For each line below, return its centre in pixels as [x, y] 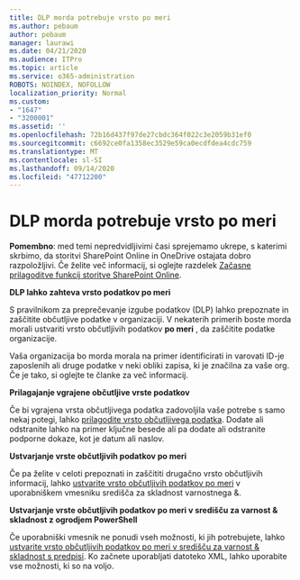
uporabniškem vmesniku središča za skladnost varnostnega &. [125, 493]
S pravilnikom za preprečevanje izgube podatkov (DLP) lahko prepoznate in [149, 310]
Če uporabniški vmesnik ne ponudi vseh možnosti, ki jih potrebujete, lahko [147, 538]
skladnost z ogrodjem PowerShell [73, 520]
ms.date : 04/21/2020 [48, 51]
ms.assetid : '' [38, 127]
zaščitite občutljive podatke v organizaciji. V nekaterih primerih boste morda [150, 320]
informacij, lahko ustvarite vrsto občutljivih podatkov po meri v [125, 484]
